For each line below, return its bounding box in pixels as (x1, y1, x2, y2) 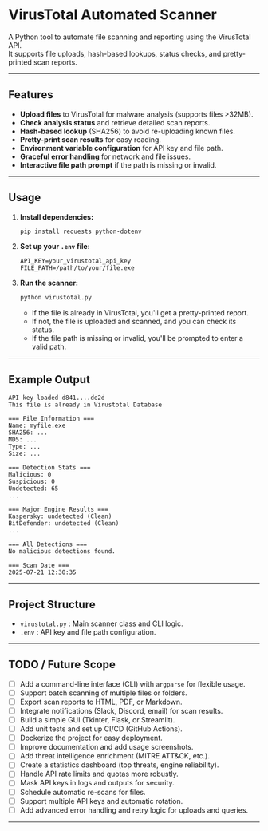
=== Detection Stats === (8, 464, 91, 472)
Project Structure (8, 597, 96, 611)
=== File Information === (8, 415, 94, 423)
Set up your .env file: (19, 242, 90, 251)
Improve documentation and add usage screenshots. (19, 742, 194, 752)
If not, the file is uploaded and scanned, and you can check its (31, 317, 237, 326)
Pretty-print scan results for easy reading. (19, 134, 162, 144)
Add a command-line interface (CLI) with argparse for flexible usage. (19, 679, 246, 688)
